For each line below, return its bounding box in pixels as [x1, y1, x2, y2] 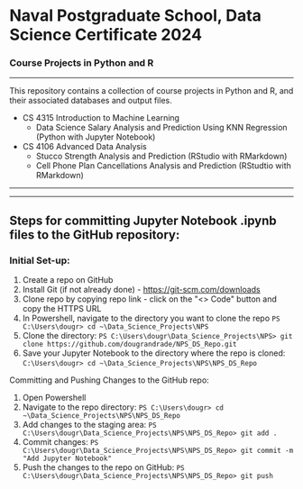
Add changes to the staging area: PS [22, 420, 157, 430]
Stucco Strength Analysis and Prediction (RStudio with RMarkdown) [35, 150, 288, 162]
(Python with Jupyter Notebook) [35, 131, 156, 142]
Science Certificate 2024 [9, 24, 203, 45]
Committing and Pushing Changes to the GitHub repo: [9, 375, 209, 385]
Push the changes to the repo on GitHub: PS [22, 462, 185, 473]
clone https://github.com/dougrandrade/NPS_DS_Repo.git [22, 340, 237, 349]
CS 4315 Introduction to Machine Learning [22, 113, 180, 123]
